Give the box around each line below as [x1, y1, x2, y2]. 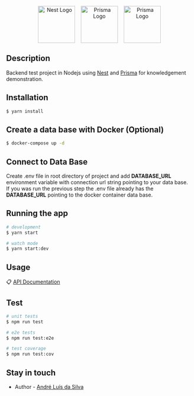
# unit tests [6, 313, 38, 319]
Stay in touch [6, 368, 56, 378]
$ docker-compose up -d [6, 140, 65, 146]
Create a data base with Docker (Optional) [6, 124, 164, 134]
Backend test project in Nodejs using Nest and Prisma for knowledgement [6, 69, 186, 76]
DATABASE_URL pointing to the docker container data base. [6, 191, 153, 198]
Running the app [6, 208, 68, 218]
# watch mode [6, 240, 38, 246]
